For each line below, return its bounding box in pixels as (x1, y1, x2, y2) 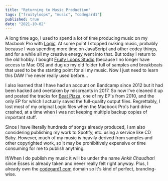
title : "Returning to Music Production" (5, 7, 91, 13)
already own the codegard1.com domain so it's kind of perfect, (5, 166, 135, 172)
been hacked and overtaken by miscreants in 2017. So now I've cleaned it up (5, 87, 163, 94)
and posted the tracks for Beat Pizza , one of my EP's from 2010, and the (5, 93, 154, 99)
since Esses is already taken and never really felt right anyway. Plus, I (5, 160, 149, 166)
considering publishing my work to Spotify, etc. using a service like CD (5, 129, 151, 136)
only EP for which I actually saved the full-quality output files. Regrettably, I (5, 99, 160, 105)
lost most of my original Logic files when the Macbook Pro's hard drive (5, 104, 151, 110)
